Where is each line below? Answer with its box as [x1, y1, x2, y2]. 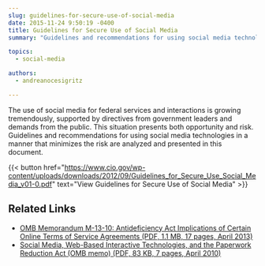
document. [8, 147, 43, 156]
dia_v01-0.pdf [8, 179, 53, 189]
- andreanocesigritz [15, 77, 83, 84]
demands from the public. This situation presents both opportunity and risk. [8, 122, 254, 131]
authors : [8, 69, 37, 77]
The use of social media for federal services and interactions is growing [8, 105, 241, 114]
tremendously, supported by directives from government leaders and [8, 114, 233, 123]
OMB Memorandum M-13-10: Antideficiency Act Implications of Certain [19, 223, 252, 233]
